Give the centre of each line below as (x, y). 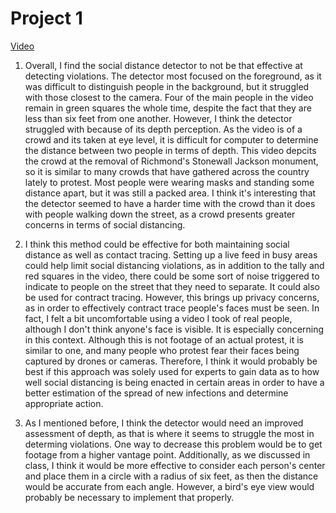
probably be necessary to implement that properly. (129, 497)
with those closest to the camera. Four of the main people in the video (169, 97)
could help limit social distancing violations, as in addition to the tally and (174, 265)
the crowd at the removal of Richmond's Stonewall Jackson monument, (171, 161)
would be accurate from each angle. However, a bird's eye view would (169, 486)
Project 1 (46, 18)
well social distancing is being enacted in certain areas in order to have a (174, 382)
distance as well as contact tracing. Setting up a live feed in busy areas (171, 254)
